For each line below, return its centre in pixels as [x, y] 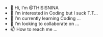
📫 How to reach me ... [34, 29]
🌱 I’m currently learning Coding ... [45, 18]
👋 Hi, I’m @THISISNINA [34, 8]
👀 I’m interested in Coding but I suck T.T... [54, 13]
